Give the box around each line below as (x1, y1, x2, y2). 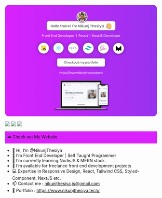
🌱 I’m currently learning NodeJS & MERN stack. (12, 158, 106, 164)
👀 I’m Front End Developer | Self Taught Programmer (12, 153, 117, 158)
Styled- (124, 169, 140, 174)
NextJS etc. (38, 175, 61, 181)
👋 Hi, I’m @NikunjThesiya (12, 147, 63, 154)
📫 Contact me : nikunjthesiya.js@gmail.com (12, 181, 100, 186)
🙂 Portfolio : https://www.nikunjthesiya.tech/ (12, 188, 100, 194)
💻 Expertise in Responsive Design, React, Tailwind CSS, (12, 169, 124, 174)
